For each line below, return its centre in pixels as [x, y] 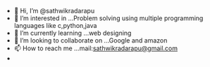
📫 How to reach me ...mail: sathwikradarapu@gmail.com [96, 48]
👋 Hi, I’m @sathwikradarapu [54, 11]
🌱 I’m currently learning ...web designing [73, 33]
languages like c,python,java [55, 25]
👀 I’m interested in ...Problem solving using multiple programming [109, 18]
